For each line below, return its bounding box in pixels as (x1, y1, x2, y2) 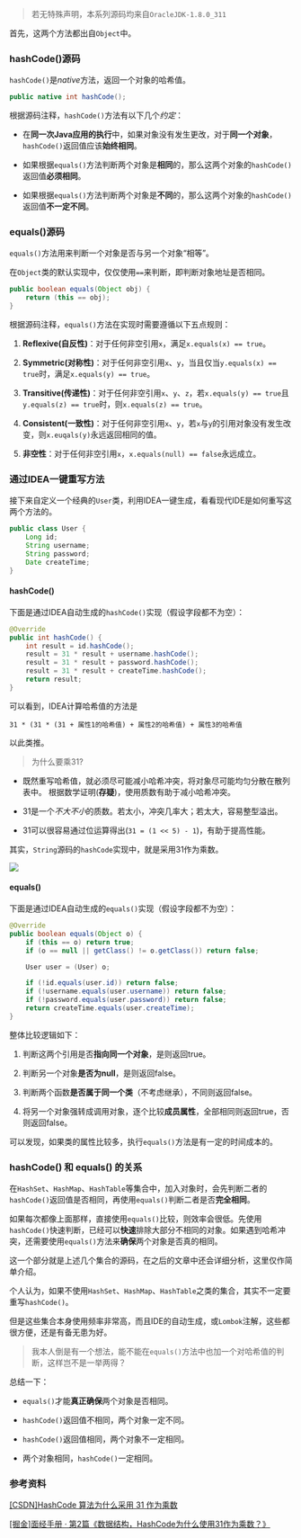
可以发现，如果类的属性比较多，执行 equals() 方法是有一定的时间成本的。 (9, 1136, 279, 1147)
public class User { (9, 524, 87, 533)
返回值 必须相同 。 (22, 171, 86, 182)
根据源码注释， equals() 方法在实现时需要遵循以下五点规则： (9, 319, 231, 330)
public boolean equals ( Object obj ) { (9, 285, 151, 294)
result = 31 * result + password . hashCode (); (25, 658, 199, 667)
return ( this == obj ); (25, 293, 111, 302)
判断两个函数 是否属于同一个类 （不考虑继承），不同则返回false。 (22, 1086, 258, 1097)
